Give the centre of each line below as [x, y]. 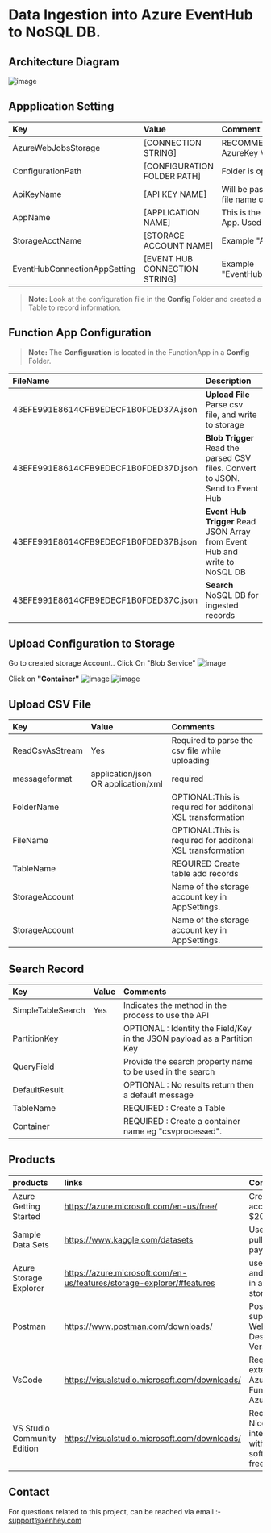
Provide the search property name [188, 1062]
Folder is [238, 171]
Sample [27, 1234]
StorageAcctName [47, 240]
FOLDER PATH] [173, 176]
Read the [222, 448]
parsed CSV [228, 457]
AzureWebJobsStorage [56, 148]
